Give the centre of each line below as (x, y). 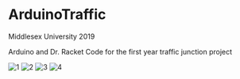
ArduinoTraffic (57, 15)
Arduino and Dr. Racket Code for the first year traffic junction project (120, 51)
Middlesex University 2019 (52, 36)
